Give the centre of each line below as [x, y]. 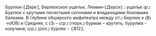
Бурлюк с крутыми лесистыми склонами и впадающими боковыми [77, 12]
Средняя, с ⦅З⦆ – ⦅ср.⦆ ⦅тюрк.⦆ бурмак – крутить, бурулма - [86, 23]
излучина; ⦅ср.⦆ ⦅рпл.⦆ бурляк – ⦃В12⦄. [45, 28]
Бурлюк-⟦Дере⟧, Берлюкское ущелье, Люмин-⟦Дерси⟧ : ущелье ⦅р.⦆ [78, 7]
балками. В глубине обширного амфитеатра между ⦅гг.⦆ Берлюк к [75, 18]
